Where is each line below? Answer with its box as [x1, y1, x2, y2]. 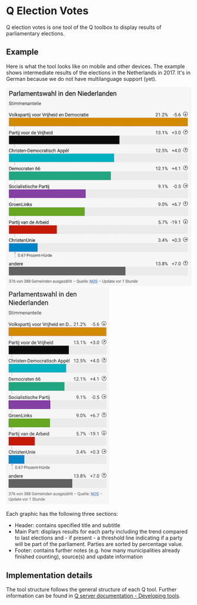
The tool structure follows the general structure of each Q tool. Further [6, 586, 177, 593]
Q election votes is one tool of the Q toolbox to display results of [6, 24, 162, 31]
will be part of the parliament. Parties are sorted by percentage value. [14, 541, 183, 548]
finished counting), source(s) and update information [14, 553, 143, 560]
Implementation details [6, 570, 93, 580]
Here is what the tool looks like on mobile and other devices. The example [6, 63, 185, 70]
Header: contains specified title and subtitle [14, 522, 121, 529]
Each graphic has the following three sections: [6, 511, 119, 518]
